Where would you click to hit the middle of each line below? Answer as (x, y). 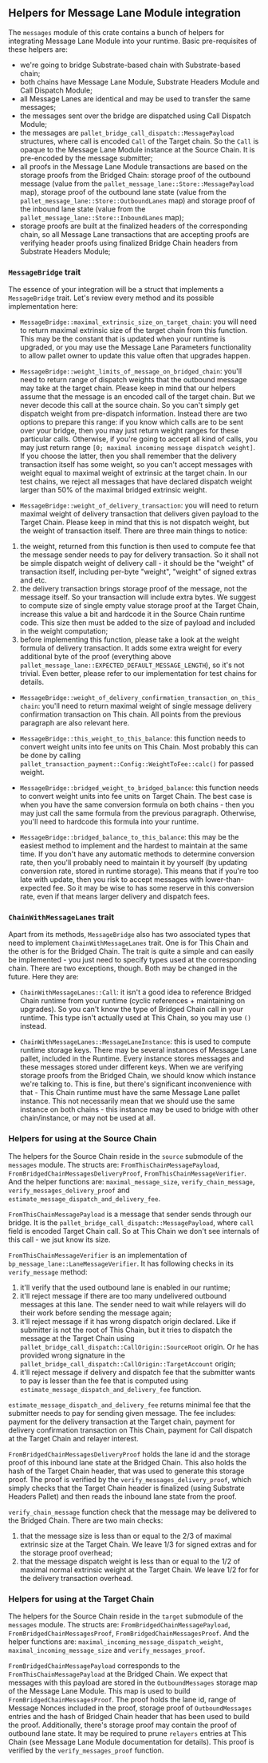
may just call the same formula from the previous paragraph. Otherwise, (138, 813)
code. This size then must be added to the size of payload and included (137, 623)
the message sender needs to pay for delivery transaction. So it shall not (139, 555)
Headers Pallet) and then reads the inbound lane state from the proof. (122, 1496)
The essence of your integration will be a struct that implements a (116, 290)
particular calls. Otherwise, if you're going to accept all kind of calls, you (138, 439)
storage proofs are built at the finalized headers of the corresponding (134, 226)
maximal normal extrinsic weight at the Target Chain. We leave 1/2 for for (139, 1569)
